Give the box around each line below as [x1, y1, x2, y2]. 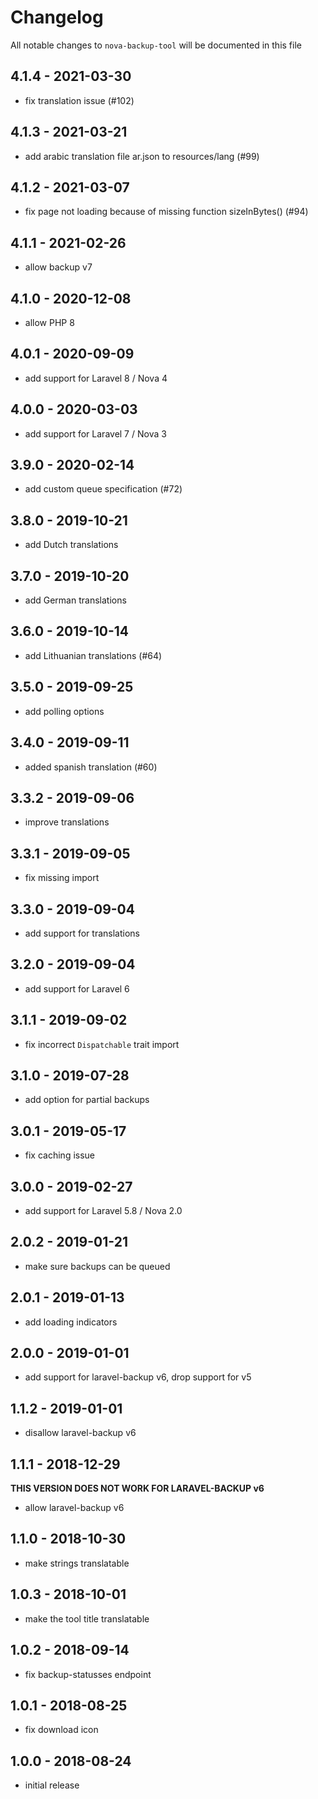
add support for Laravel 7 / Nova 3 [24, 427, 167, 440]
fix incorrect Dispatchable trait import [24, 1038, 180, 1050]
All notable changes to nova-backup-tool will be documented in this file [10, 39, 302, 51]
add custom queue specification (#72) [24, 483, 183, 495]
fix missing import [24, 872, 100, 884]
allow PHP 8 [24, 317, 75, 328]
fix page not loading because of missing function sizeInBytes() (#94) [24, 206, 309, 218]
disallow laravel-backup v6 [24, 1427, 137, 1439]
